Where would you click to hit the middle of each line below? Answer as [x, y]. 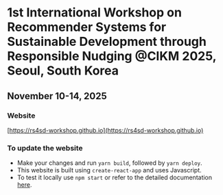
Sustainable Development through [107, 42]
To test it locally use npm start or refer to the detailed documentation [115, 178]
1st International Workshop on [94, 13]
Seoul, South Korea [63, 71]
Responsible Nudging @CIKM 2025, [112, 56]
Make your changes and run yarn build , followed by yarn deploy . [109, 163]
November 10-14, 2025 [57, 96]
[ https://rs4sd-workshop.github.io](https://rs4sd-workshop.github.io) [105, 130]
